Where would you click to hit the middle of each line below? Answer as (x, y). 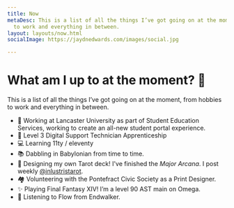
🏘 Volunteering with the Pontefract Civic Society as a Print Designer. (117, 179)
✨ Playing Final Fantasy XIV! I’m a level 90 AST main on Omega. (109, 189)
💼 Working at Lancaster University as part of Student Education (108, 121)
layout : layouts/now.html (45, 33)
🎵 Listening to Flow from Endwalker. (69, 197)
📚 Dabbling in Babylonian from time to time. (80, 154)
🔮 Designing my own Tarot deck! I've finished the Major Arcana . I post (118, 164)
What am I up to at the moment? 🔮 (107, 80)
